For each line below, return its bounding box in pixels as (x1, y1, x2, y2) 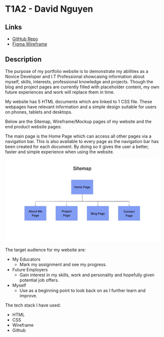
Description (5, 55, 42, 64)
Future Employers (12, 267, 48, 273)
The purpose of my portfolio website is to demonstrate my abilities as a (5, 68, 148, 74)
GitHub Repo (12, 36, 38, 42)
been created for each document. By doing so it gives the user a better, (5, 144, 149, 149)
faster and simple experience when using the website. (5, 148, 114, 155)
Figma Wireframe (12, 41, 47, 47)
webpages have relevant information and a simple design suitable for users (5, 104, 157, 110)
